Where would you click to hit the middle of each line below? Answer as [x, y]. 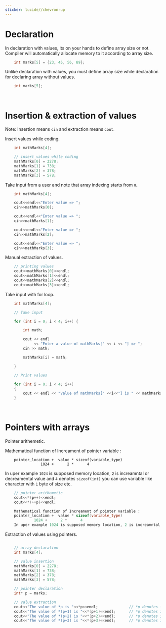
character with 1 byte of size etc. [39, 484]
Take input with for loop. [30, 294]
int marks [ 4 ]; [28, 552]
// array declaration [36, 548]
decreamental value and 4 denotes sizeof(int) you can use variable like [79, 478]
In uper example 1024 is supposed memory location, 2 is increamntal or [77, 473]
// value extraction [35, 602]
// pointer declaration [39, 589]
